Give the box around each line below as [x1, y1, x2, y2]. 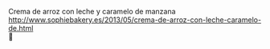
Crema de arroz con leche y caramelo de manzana [8, 7, 176, 16]
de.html [8, 24, 34, 32]
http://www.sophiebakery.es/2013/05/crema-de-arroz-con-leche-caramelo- [8, 15, 262, 24]
